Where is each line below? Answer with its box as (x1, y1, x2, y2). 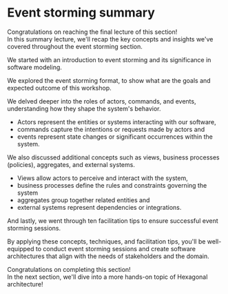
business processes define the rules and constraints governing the (17, 181, 207, 189)
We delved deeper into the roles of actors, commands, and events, (7, 97, 196, 105)
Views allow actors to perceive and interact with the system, (17, 174, 188, 182)
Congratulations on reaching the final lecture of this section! (7, 28, 178, 36)
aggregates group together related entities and (17, 195, 150, 204)
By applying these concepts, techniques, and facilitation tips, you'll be (7, 237, 206, 246)
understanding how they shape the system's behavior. (7, 104, 161, 112)
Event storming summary (7, 5, 155, 21)
